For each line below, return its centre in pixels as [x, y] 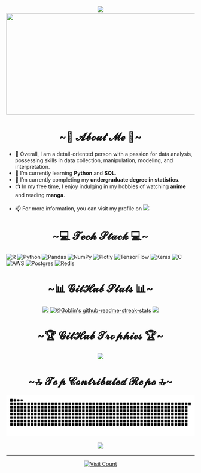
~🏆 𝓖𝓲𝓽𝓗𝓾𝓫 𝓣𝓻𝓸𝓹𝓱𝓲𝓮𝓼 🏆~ [100, 335]
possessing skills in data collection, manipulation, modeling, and [94, 160]
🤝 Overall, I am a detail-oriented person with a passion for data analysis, [103, 154]
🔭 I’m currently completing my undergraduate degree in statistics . [97, 179]
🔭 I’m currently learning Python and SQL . [66, 173]
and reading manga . [40, 195]
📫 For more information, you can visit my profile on [78, 208]
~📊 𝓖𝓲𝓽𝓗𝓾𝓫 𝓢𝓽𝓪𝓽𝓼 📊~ [100, 289]
